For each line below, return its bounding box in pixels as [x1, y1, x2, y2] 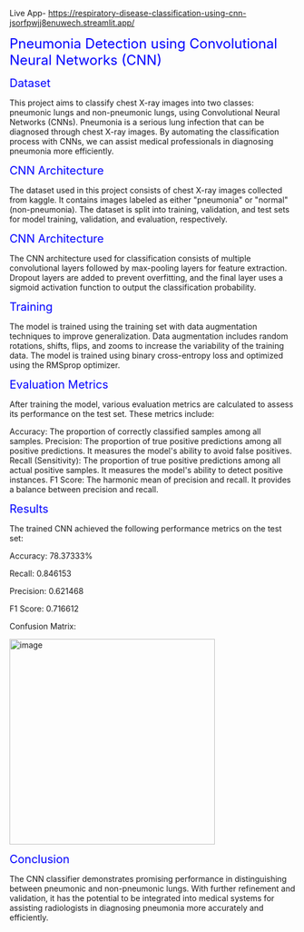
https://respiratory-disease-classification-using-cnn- [48, 8, 247, 18]
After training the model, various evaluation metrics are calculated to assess [9, 399, 294, 410]
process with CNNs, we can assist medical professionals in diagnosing [9, 136, 274, 146]
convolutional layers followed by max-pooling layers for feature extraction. [9, 263, 288, 273]
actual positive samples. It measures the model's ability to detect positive [9, 465, 284, 475]
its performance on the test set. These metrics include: [9, 409, 215, 419]
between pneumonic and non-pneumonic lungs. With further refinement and [9, 883, 296, 894]
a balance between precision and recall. [9, 484, 159, 494]
